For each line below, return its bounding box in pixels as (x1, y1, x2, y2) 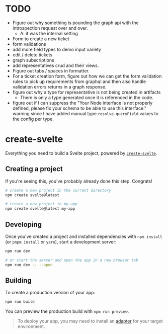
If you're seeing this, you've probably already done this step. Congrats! (5, 178, 152, 184)
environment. (17, 323, 45, 329)
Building (5, 276, 32, 285)
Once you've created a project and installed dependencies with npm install (5, 233, 162, 239)
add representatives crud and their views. (12, 62, 99, 68)
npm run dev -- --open (5, 262, 53, 267)
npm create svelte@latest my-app (5, 206, 75, 211)
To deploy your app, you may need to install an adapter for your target (17, 318, 163, 324)
